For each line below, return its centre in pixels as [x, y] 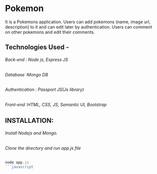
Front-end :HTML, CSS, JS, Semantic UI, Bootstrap [56, 104]
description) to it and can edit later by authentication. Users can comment [79, 27]
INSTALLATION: [30, 121]
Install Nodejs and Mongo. [31, 133]
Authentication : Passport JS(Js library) [45, 89]
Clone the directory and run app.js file [43, 148]
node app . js [17, 162]
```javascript [19, 167]
